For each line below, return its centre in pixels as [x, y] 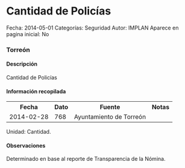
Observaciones [26, 145]
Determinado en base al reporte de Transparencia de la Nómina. [86, 159]
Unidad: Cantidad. [29, 132]
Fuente [110, 107]
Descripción [22, 64]
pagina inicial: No [28, 34]
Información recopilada [36, 91]
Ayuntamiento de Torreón [110, 117]
